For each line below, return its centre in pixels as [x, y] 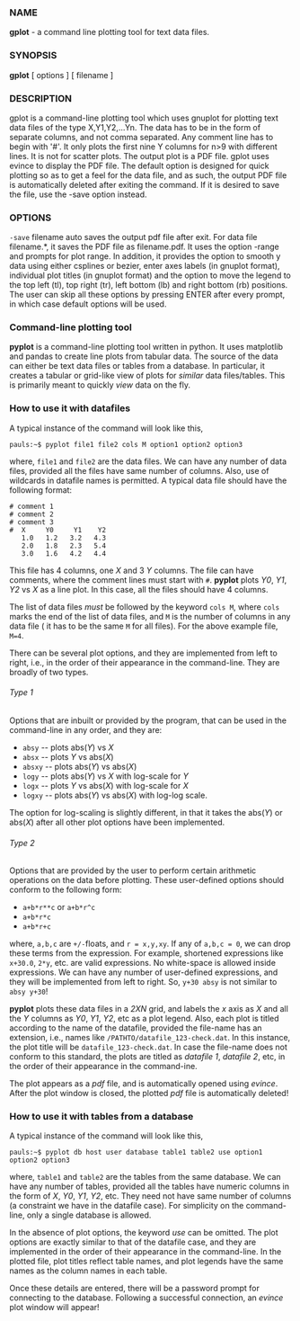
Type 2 [22, 843]
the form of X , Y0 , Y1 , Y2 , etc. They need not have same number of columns [150, 1196]
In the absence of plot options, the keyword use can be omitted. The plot [144, 1233]
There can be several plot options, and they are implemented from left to [144, 653]
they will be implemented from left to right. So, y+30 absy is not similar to [143, 982]
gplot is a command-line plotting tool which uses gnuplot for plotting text [144, 118]
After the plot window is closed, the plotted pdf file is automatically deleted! [149, 1093]
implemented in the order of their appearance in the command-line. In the [146, 1252]
